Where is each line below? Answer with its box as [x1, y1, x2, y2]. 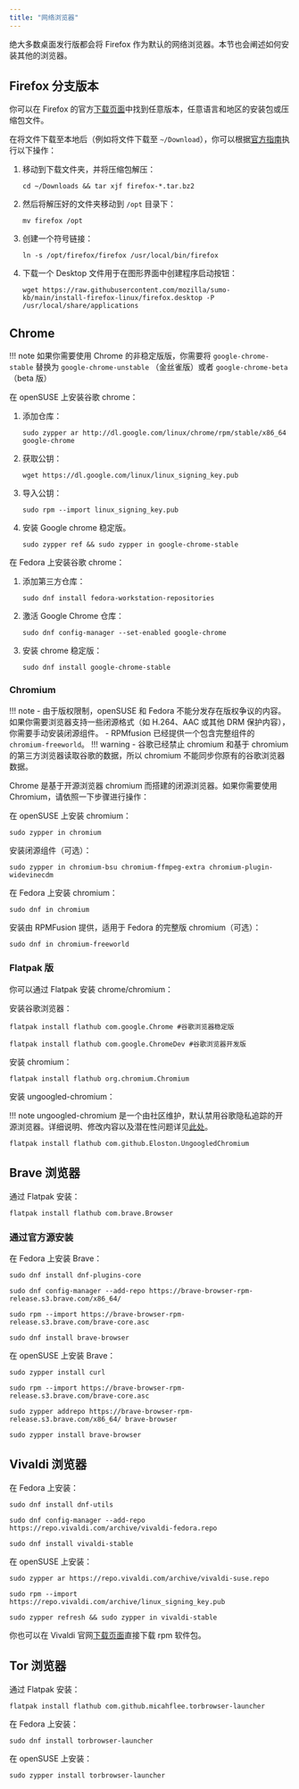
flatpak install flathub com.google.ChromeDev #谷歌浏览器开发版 [9, 1040, 247, 1049]
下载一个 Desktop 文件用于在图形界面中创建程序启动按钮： [21, 268, 238, 279]
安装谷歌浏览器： [9, 1002, 72, 1014]
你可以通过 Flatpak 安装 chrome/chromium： [9, 983, 174, 994]
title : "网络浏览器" [9, 13, 79, 22]
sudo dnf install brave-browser [9, 1333, 129, 1342]
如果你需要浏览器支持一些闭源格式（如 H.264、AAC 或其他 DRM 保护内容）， [9, 716, 290, 727]
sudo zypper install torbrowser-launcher [9, 1770, 166, 1780]
